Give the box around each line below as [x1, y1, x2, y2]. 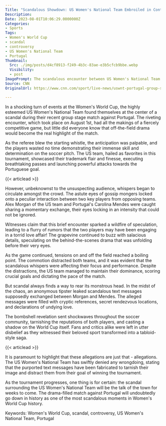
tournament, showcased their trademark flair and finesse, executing [5, 155, 143, 161]
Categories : [5, 21, 30, 26]
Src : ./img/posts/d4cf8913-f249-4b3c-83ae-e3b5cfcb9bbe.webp [9, 63, 138, 68]
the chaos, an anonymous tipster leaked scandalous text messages [5, 288, 142, 294]
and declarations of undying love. [5, 304, 73, 310]
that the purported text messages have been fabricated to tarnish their [5, 364, 149, 370]
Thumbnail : [5, 58, 28, 63]
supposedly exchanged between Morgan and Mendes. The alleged [5, 293, 142, 299]
